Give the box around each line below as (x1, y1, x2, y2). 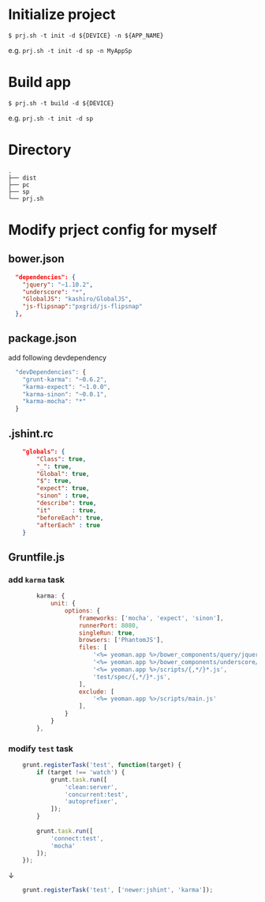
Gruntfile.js (8, 550, 65, 564)
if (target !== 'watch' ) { (36, 768, 125, 776)
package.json (8, 332, 77, 345)
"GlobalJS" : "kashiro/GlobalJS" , (22, 295, 132, 304)
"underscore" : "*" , (22, 288, 87, 296)
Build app (8, 74, 71, 92)
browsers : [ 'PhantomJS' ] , (78, 636, 164, 644)
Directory (8, 141, 72, 159)
